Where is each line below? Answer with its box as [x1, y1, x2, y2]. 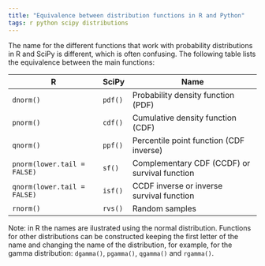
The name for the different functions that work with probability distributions [8, 40, 253, 50]
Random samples [132, 203, 197, 214]
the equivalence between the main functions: [8, 57, 155, 67]
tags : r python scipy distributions [8, 19, 129, 27]
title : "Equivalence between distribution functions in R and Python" [8, 11, 245, 20]
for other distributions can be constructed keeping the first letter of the [8, 231, 239, 241]
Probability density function [132, 89, 235, 100]
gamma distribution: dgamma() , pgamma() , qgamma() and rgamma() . [8, 248, 215, 257]
